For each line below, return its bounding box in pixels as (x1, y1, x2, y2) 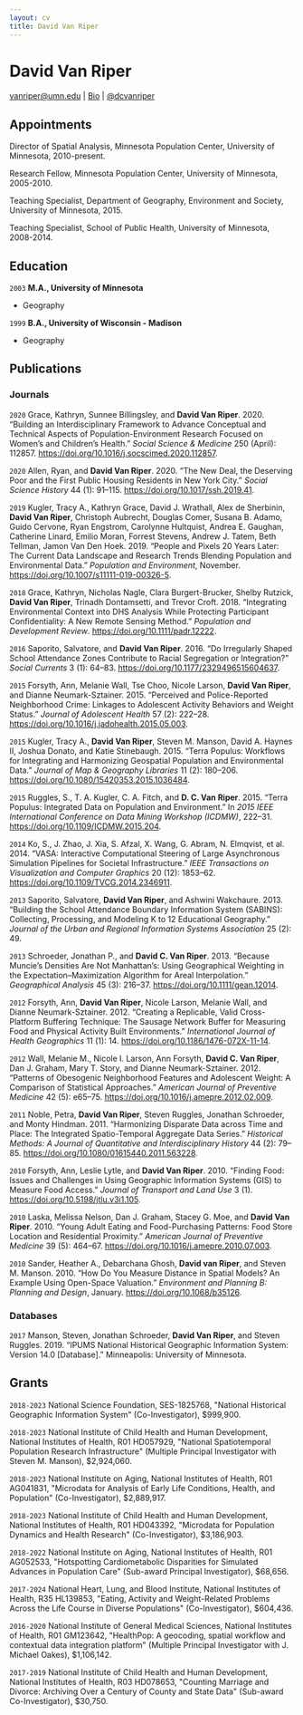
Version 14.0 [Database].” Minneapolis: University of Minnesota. (9, 1349, 247, 1360)
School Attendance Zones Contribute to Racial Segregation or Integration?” (9, 652, 289, 663)
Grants (9, 1375, 49, 1391)
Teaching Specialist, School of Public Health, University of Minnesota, (9, 223, 270, 234)
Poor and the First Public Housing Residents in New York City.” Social (9, 475, 269, 486)
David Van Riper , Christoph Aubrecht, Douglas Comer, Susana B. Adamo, (9, 511, 283, 522)
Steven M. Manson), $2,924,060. (9, 1455, 133, 1466)
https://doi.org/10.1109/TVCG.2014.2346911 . (9, 876, 173, 888)
